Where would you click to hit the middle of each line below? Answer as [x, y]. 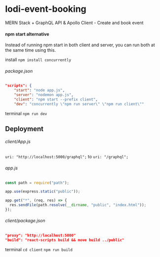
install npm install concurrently [38, 60]
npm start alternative [27, 34]
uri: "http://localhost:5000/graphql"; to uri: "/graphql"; [67, 157]
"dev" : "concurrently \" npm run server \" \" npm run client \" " [79, 104]
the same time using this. [31, 50]
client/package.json [25, 221]
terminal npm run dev [26, 113]
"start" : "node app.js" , [39, 90]
